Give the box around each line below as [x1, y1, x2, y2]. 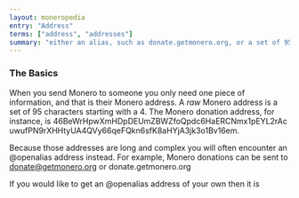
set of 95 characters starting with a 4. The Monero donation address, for [9, 106, 275, 116]
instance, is [9, 115, 52, 126]
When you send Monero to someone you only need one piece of [9, 87, 246, 98]
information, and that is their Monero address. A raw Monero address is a [9, 97, 279, 107]
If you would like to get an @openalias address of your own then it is [9, 178, 260, 189]
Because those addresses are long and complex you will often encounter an [9, 142, 287, 153]
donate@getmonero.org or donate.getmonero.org [9, 161, 191, 171]
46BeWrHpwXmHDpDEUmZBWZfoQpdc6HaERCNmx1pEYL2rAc [53, 115, 287, 126]
